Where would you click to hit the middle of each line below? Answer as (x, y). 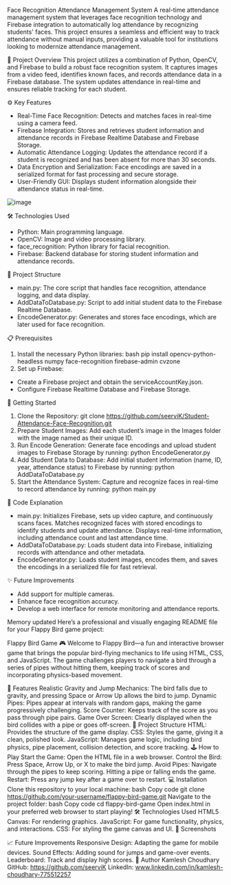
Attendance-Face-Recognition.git (64, 423)
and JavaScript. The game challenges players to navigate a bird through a (112, 660)
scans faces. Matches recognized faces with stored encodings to (110, 523)
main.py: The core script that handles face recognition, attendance (111, 288)
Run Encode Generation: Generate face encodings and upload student (117, 445)
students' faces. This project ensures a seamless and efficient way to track (113, 32)
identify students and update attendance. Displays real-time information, (120, 530)
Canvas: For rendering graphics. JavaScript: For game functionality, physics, (115, 821)
